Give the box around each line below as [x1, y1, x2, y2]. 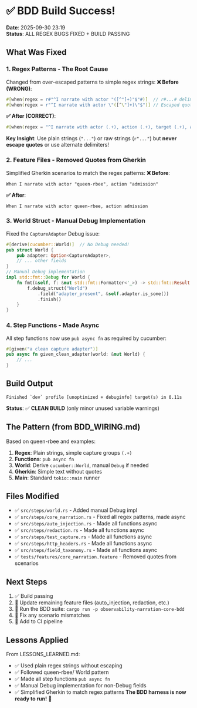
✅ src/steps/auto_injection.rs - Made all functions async [14, 520, 158, 527]
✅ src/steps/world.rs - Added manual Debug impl [14, 507, 138, 514]
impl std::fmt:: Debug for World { [6, 274, 91, 280]
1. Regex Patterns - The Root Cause [6, 65, 108, 73]
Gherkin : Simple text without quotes [14, 468, 103, 475]
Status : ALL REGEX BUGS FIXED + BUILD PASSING [6, 30, 130, 37]
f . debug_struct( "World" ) [27, 285, 88, 291]
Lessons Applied [6, 635, 69, 645]
